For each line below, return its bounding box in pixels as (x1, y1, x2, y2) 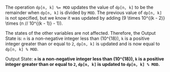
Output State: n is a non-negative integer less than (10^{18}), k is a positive (5, 56, 164, 62)
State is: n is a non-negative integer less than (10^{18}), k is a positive (5, 35, 150, 41)
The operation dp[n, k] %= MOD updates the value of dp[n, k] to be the (5, 5, 154, 10)
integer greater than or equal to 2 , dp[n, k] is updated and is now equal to (5, 41, 160, 47)
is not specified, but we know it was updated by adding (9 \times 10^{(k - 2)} (5, 15, 165, 21)
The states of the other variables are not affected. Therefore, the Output (5, 30, 156, 36)
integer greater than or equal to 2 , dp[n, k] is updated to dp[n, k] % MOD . (5, 61, 160, 67)
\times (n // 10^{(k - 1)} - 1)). (5, 20, 63, 26)
